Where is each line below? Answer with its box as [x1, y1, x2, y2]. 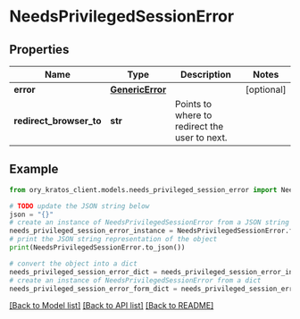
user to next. [174, 131, 228, 144]
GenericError [110, 83, 167, 96]
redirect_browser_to [13, 114, 102, 127]
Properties [9, 42, 70, 57]
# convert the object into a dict [9, 259, 138, 268]
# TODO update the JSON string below [9, 201, 150, 211]
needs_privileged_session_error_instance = [9, 226, 174, 236]
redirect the [174, 121, 224, 132]
